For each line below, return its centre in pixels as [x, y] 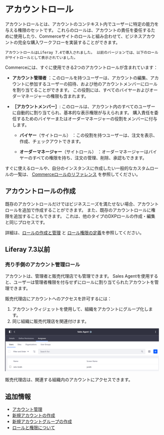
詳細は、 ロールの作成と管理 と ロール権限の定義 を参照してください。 [75, 233]
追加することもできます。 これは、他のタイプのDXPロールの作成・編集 [84, 216]
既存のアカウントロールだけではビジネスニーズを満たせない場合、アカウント [82, 204]
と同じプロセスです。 [26, 222]
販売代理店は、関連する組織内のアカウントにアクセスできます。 [69, 380]
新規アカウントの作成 [33, 415]
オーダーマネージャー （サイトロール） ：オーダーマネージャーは [84, 152]
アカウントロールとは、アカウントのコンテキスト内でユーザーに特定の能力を [82, 24]
